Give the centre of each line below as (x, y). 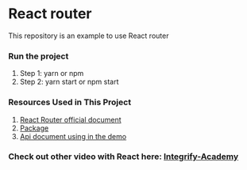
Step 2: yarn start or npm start (69, 82)
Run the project (39, 56)
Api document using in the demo (73, 136)
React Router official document (70, 119)
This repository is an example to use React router (89, 36)
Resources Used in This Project (70, 102)
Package (34, 128)
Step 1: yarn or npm (52, 74)
